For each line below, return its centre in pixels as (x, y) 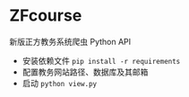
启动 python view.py (59, 83)
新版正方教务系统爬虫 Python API (70, 41)
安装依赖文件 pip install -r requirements (101, 60)
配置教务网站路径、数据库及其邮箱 (85, 72)
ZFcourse (46, 16)
